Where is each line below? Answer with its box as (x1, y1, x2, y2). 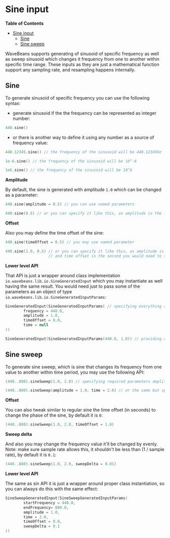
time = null (23, 323, 49, 328)
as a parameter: (5, 192, 38, 198)
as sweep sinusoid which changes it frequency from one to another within (5, 56, 160, 62)
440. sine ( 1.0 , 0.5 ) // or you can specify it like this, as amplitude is (5, 249, 164, 254)
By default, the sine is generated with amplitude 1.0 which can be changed (5, 187, 162, 193)
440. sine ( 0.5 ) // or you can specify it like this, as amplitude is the (5, 211, 162, 216)
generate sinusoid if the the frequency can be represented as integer (12, 110, 157, 116)
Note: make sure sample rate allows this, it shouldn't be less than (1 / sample (5, 446, 164, 453)
